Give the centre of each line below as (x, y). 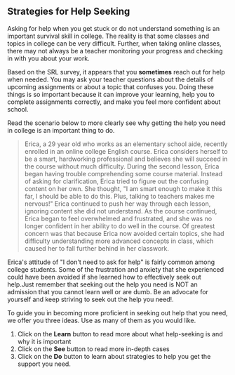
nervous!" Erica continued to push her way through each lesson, (117, 204)
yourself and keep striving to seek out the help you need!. (90, 299)
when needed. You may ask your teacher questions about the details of (110, 79)
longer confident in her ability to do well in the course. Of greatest (120, 226)
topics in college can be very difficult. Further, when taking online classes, (115, 43)
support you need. (44, 364)
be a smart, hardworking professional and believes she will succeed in (126, 159)
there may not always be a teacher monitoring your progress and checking (115, 51)
